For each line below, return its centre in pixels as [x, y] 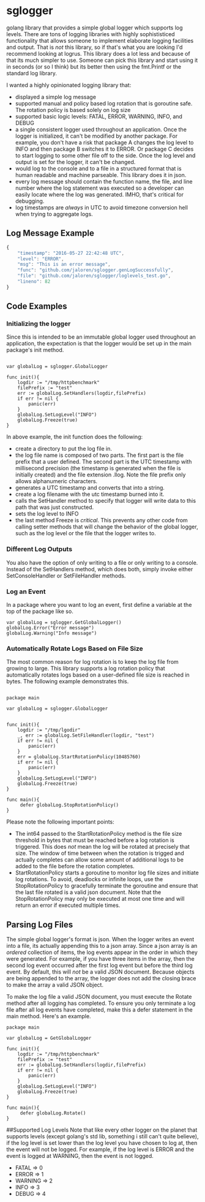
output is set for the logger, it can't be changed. [75, 162]
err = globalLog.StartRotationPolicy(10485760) [79, 757]
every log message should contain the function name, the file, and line [104, 181]
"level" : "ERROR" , [41, 259]
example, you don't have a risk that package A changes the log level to [104, 142]
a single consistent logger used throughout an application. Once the [101, 129]
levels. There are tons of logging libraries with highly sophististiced [91, 34]
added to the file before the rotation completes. [75, 866]
